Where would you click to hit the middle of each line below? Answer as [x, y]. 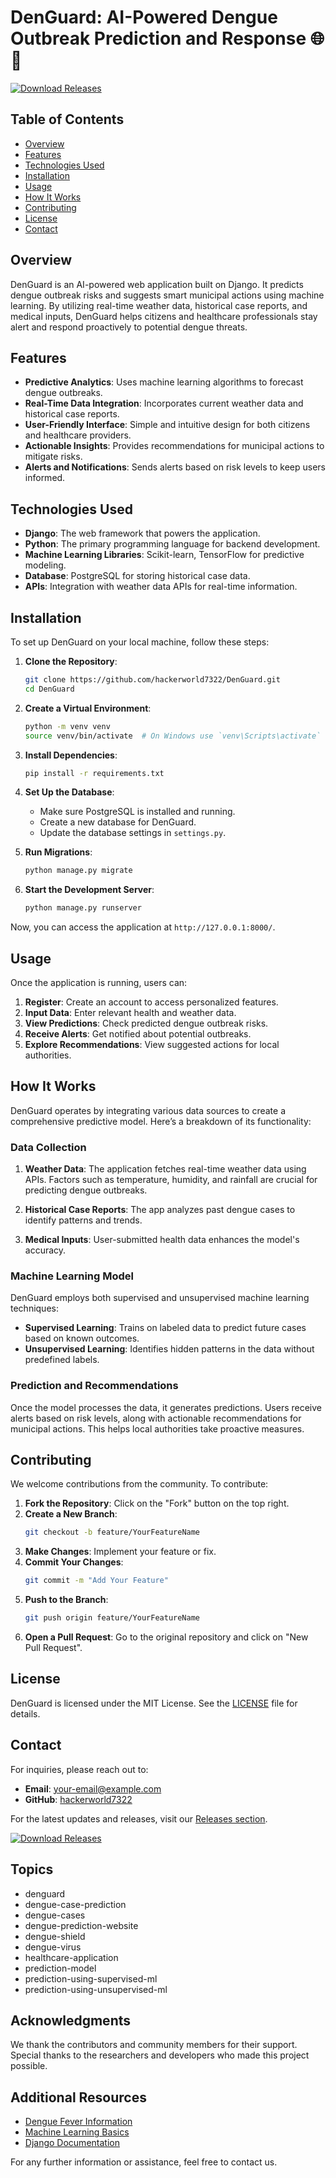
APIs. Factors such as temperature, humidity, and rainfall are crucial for [171, 1180]
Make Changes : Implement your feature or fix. [120, 1552]
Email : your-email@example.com [93, 1788]
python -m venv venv [67, 726]
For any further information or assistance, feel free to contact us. [144, 2162]
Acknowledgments [71, 2020]
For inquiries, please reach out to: [79, 1769]
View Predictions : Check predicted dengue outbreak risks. [146, 1023]
